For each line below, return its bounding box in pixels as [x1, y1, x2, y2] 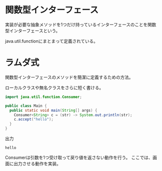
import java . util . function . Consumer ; [5, 94, 82, 99]
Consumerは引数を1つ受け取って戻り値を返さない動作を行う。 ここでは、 [5, 155, 153, 160]
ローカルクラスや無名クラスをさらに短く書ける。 [5, 84, 104, 91]
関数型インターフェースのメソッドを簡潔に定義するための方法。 [5, 74, 134, 80]
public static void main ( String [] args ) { [9, 108, 97, 113]
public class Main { [5, 103, 47, 108]
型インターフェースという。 [5, 27, 60, 33]
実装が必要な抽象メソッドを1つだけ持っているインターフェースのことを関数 [5, 22, 157, 27]
